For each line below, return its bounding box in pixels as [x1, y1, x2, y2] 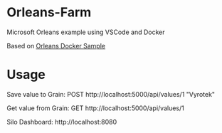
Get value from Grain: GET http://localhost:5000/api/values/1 [6, 104, 184, 112]
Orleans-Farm [6, 4, 92, 21]
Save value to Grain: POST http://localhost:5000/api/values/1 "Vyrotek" [6, 90, 215, 98]
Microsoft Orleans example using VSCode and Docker [6, 28, 165, 36]
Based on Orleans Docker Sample [6, 41, 106, 50]
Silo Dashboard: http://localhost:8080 [6, 117, 117, 126]
